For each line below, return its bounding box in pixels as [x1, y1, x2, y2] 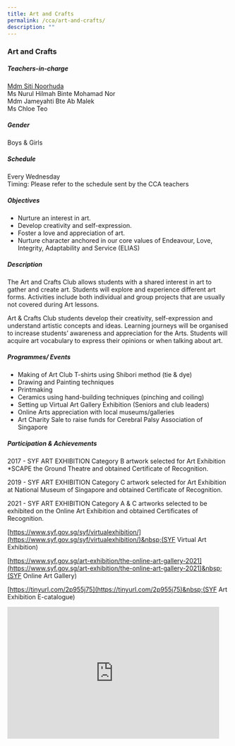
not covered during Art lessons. [7, 301, 100, 309]
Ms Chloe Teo [7, 104, 48, 113]
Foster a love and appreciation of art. [17, 229, 126, 237]
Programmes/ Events [7, 352, 71, 361]
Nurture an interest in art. [17, 214, 92, 222]
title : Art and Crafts [7, 10, 74, 18]
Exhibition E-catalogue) [7, 593, 76, 601]
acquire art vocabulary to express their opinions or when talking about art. [7, 337, 223, 345]
